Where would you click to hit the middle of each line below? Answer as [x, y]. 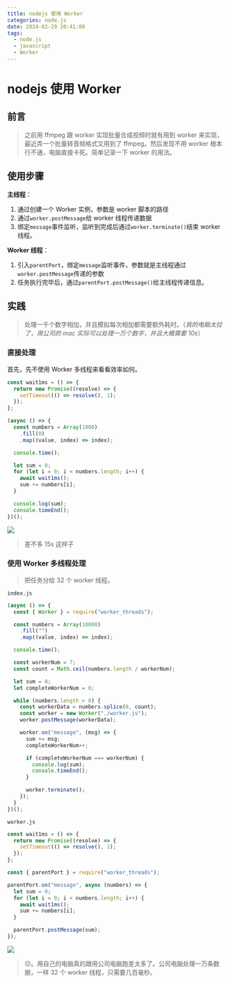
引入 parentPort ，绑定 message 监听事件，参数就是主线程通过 [101, 264]
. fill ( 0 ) [32, 433]
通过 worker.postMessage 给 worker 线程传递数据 [84, 218]
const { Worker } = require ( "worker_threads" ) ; [84, 612]
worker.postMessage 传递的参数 [60, 273]
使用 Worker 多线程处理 [47, 564]
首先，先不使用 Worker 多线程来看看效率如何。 [74, 369]
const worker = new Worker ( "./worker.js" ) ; [84, 714]
